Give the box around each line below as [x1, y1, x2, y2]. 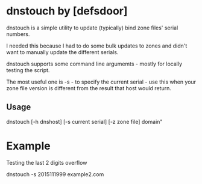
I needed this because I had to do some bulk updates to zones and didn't [6, 42, 188, 49]
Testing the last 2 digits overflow [6, 159, 87, 166]
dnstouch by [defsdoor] [6, 4, 128, 18]
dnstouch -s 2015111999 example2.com [6, 170, 104, 178]
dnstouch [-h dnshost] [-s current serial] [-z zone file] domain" [6, 118, 163, 125]
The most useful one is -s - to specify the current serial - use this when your [6, 78, 197, 85]
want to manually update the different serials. [6, 48, 119, 55]
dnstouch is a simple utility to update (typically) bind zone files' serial [6, 24, 178, 31]
